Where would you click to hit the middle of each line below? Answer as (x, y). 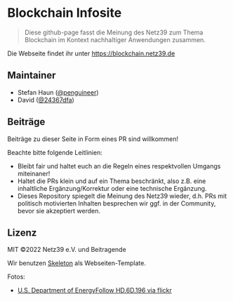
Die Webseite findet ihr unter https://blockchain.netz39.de (91, 53)
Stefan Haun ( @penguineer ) (58, 92)
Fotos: (16, 277)
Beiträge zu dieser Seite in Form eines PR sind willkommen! (93, 139)
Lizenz (22, 233)
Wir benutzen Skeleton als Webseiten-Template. (76, 263)
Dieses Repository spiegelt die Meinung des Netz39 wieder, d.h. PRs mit (122, 196)
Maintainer (32, 75)
